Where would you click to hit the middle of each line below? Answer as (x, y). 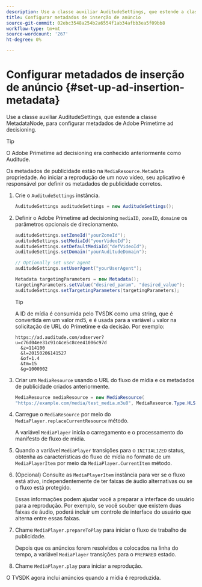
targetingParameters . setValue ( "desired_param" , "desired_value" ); (100, 285)
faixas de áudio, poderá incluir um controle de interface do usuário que (103, 512)
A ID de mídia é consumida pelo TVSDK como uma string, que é (94, 314)
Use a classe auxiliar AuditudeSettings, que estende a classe (82, 117)
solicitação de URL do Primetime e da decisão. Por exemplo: (90, 326)
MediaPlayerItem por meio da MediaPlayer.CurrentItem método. (93, 463)
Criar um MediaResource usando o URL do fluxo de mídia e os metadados (105, 380)
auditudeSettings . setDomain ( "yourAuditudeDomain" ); (81, 252)
